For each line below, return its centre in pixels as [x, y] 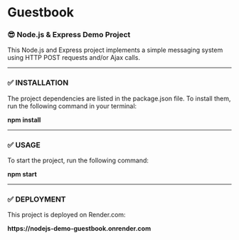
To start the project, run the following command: [78, 160]
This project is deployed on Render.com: [67, 215]
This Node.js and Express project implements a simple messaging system [115, 50]
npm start [22, 174]
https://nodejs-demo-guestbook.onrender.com [79, 229]
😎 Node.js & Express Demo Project [69, 35]
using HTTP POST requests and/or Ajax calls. [74, 58]
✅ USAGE [24, 145]
